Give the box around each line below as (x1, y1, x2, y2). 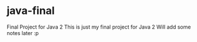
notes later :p (6, 29, 39, 36)
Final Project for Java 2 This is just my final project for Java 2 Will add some (6, 23, 191, 30)
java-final (6, 4, 55, 17)
